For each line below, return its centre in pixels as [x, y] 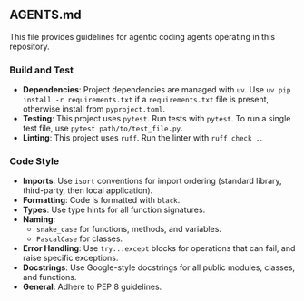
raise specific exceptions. [70, 258]
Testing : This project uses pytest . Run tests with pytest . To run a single [157, 119]
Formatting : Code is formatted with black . [101, 200]
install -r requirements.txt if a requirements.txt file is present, [146, 100]
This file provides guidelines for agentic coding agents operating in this [142, 36]
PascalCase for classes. [79, 238]
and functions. [49, 277]
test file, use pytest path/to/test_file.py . [103, 128]
